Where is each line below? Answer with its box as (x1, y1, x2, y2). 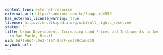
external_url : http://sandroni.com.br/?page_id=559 (5, 11, 112, 16)
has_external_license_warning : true (5, 16, 79, 21)
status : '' (5, 25, 27, 30)
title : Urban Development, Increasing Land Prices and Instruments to (5, 29, 151, 34)
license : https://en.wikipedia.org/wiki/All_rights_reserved (5, 20, 131, 25)
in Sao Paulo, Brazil (9, 34, 53, 39)
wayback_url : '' (5, 43, 38, 47)
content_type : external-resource (5, 7, 73, 12)
